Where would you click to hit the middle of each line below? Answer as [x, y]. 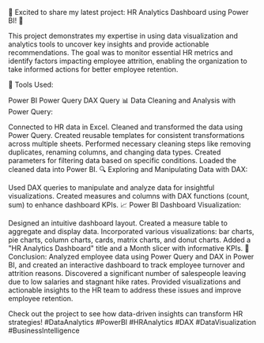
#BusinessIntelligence [44, 330]
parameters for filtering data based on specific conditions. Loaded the [123, 160]
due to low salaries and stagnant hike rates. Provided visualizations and [124, 281]
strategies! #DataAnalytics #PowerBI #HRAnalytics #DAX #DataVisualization [132, 322]
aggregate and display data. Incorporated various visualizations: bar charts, [131, 231]
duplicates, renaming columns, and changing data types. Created [115, 152]
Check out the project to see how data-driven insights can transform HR [126, 314]
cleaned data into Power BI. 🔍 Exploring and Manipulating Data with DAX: [128, 169]
